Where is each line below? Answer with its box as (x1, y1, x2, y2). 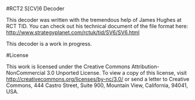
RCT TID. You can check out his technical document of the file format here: (6, 23, 189, 29)
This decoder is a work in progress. (6, 41, 92, 47)
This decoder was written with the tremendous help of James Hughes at (6, 16, 181, 23)
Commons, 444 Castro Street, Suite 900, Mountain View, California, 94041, (6, 82, 189, 89)
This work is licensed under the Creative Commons (6, 63, 131, 70)
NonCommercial (6, 69, 46, 76)
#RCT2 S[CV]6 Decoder (6, 5, 65, 12)
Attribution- (131, 63, 160, 70)
